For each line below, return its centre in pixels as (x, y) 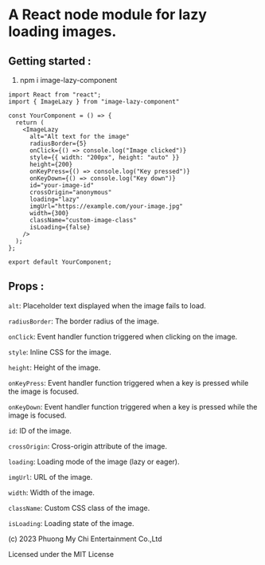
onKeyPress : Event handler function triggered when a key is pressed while (129, 383)
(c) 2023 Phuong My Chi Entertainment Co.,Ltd (85, 539)
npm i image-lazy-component (68, 80)
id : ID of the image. (40, 430)
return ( (30, 123)
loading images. (62, 31)
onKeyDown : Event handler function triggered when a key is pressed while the (133, 406)
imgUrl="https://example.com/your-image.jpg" (106, 206)
